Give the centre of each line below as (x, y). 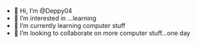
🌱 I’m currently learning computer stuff (70, 25)
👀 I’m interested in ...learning (55, 18)
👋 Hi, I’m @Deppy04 (43, 11)
